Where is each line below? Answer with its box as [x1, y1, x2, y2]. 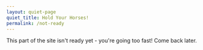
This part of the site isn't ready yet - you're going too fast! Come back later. [6, 37, 197, 45]
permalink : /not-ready [6, 20, 64, 26]
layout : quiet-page [6, 9, 56, 15]
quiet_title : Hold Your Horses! [6, 15, 89, 21]
